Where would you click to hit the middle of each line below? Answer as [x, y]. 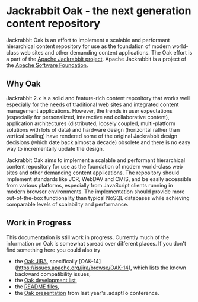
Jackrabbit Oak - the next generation [99, 11]
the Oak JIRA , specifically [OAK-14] [58, 261]
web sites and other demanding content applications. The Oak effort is [106, 52]
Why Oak [23, 84]
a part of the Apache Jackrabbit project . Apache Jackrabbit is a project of [96, 59]
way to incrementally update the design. [55, 148]
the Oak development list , [46, 280]
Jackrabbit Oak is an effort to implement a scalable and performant [88, 40]
